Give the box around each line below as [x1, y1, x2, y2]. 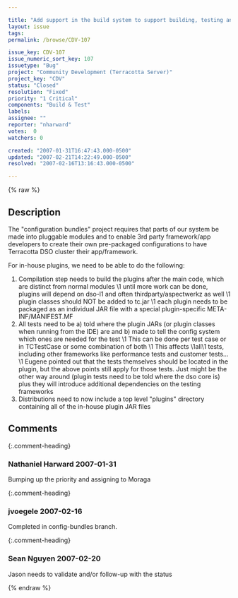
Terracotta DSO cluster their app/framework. [8, 247, 138, 256]
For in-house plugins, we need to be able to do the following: [8, 261, 185, 269]
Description [8, 206, 61, 218]
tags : [8, 30, 24, 37]
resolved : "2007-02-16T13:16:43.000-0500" [8, 160, 135, 167]
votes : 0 [8, 128, 37, 135]
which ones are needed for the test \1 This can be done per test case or [18, 335, 227, 343]
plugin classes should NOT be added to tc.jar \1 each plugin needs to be [18, 297, 228, 306]
